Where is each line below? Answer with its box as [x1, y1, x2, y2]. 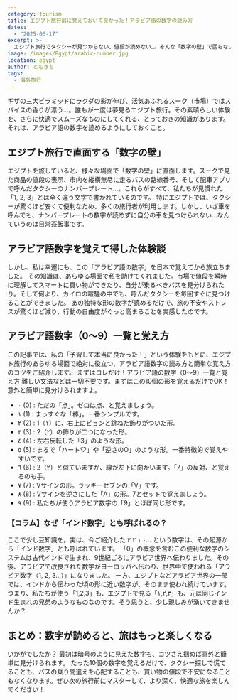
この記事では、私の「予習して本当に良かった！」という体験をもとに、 [7, 350, 212, 359]
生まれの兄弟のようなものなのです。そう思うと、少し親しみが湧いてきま [13, 598, 224, 606]
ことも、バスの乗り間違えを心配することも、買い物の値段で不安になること [13, 667, 232, 676]
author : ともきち [7, 63, 55, 70]
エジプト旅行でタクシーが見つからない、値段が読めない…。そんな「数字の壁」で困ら [13, 43, 224, 50]
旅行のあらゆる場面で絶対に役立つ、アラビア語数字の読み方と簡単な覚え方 [13, 359, 232, 367]
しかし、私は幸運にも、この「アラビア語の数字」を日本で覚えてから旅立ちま [7, 263, 231, 271]
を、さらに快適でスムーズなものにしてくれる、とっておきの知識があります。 [7, 114, 229, 123]
